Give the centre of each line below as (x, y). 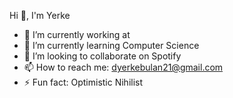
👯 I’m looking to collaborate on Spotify (102, 56)
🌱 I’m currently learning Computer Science (111, 45)
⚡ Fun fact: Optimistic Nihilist (83, 82)
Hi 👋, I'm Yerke (40, 15)
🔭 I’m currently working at (77, 34)
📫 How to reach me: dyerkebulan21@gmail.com (123, 67)
